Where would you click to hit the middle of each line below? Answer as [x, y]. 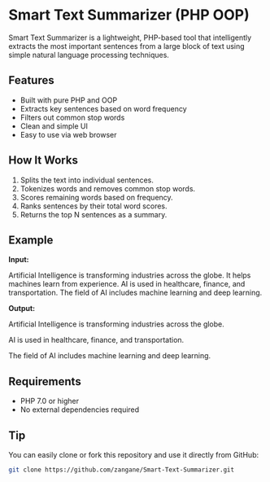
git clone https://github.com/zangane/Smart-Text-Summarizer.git [121, 470]
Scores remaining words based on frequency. [96, 197]
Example [31, 240]
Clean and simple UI [54, 126]
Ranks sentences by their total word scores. [94, 206]
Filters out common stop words [72, 117]
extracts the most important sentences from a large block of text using [127, 46]
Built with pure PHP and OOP [69, 100]
